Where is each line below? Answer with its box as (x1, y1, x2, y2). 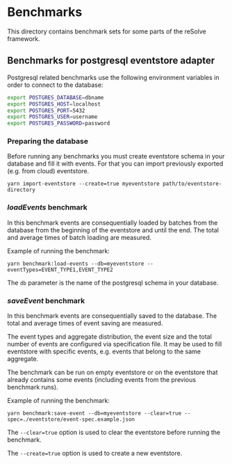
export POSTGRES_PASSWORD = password (7, 120, 110, 127)
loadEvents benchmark (7, 202, 88, 212)
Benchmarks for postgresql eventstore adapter (7, 55, 215, 67)
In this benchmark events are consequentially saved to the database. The (7, 312, 217, 320)
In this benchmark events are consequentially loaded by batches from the (7, 218, 218, 227)
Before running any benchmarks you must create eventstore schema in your (7, 152, 225, 161)
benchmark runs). (7, 383, 58, 392)
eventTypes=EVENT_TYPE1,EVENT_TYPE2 (7, 266, 113, 273)
